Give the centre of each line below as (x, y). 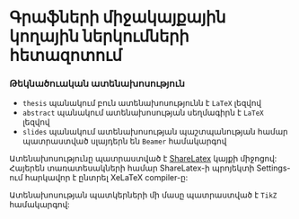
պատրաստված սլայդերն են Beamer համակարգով (124, 141)
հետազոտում (66, 56)
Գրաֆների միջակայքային (118, 18)
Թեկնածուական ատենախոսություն (97, 83)
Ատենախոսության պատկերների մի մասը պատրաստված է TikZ (143, 195)
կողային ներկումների (99, 36)
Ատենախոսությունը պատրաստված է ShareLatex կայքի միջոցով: (143, 159)
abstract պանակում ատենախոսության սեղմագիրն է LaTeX (143, 113)
